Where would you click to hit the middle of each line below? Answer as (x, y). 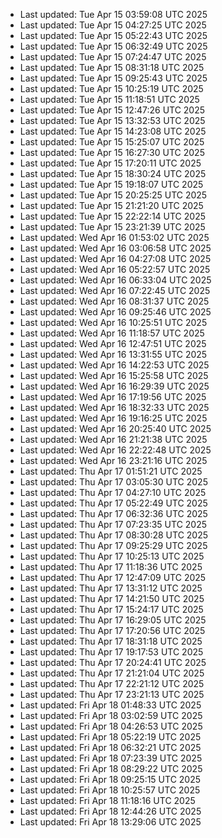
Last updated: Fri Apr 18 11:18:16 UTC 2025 (107, 800)
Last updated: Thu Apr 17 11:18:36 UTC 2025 (111, 567)
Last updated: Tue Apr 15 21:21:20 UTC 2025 (111, 205)
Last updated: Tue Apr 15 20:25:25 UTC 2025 (113, 195)
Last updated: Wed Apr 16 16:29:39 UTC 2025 (114, 386)
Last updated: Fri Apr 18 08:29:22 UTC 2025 (111, 768)
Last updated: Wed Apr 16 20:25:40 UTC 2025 (115, 428)
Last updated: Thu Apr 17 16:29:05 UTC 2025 (113, 620)
